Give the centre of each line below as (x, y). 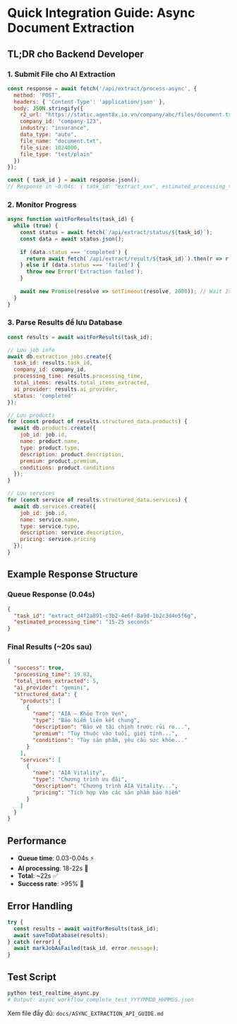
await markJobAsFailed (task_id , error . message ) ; (86, 949)
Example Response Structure (73, 574)
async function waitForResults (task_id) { (71, 219)
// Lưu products (31, 415)
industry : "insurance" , (55, 128)
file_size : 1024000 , (50, 147)
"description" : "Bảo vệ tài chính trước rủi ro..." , (112, 727)
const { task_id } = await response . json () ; (74, 180)
